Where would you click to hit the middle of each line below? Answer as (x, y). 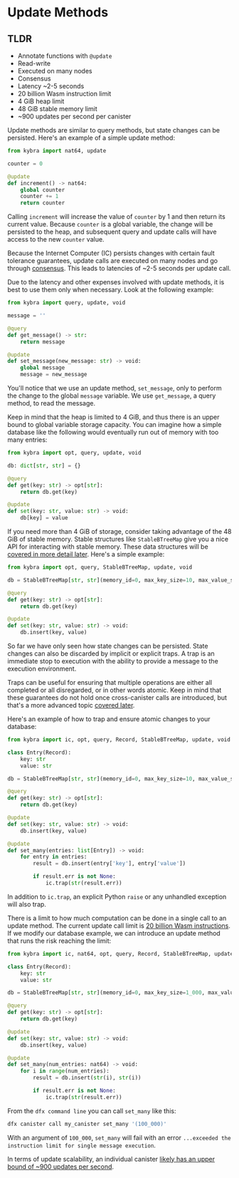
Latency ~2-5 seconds (51, 86)
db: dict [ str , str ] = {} (44, 465)
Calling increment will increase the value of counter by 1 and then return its (116, 217)
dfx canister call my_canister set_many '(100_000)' (87, 1124)
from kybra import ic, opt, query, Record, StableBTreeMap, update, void (119, 740)
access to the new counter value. (56, 239)
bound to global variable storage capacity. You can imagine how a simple (115, 424)
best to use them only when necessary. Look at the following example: (111, 290)
